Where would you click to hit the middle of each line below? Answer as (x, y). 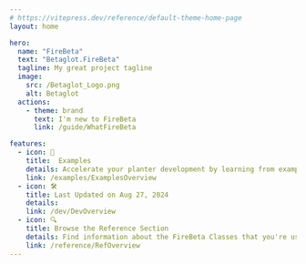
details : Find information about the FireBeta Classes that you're (156, 237)
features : (28, 144)
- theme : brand (55, 110)
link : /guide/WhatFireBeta (85, 127)
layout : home (34, 26)
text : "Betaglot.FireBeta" (69, 60)
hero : (20, 43)
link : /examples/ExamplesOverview (91, 178)
